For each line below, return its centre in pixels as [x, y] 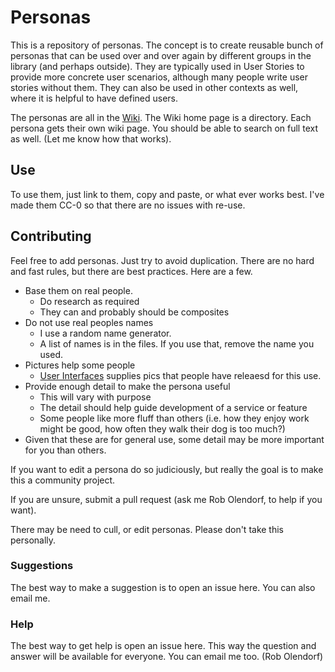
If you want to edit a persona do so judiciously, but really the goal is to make [167, 469]
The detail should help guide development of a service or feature [173, 407]
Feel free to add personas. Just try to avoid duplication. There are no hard [162, 260]
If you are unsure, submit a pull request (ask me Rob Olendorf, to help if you [166, 499]
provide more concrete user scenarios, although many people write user [159, 77]
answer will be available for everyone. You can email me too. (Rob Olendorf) [167, 657]
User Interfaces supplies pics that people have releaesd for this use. [180, 375]
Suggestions [42, 566]
